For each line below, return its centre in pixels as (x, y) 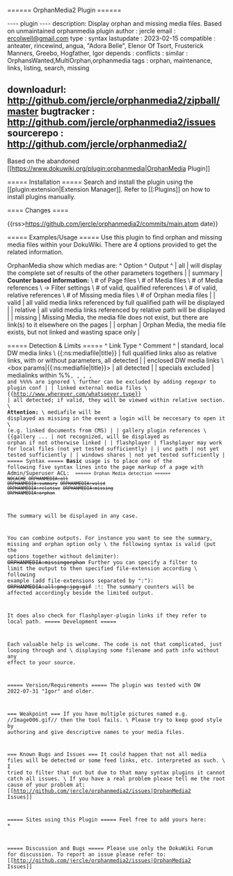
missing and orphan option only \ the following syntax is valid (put (112, 545)
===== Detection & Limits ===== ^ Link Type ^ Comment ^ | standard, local (115, 345)
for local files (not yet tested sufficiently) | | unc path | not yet (113, 448)
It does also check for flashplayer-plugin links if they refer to (107, 616)
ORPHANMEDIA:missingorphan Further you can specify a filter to (102, 563)
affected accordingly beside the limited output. (81, 593)
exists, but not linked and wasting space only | (74, 332)
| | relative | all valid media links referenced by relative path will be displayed (116, 310)
